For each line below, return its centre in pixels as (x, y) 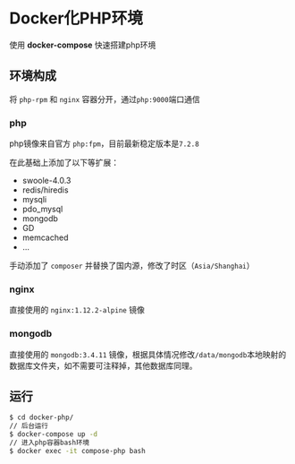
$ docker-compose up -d (54, 434)
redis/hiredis (45, 190)
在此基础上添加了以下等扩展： (64, 163)
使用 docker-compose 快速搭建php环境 (83, 45)
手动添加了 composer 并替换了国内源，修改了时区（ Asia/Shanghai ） (132, 266)
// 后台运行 (29, 426)
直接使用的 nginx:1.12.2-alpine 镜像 (77, 310)
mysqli (34, 200)
